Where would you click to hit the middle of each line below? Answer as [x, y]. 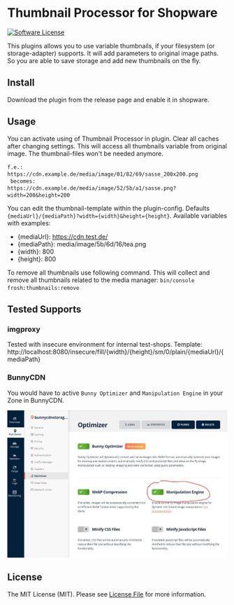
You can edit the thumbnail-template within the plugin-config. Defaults [109, 208]
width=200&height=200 [39, 195]
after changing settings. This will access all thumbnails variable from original [117, 146]
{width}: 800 [36, 251]
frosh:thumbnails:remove [43, 288]
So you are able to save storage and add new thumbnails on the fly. [104, 60]
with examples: [29, 223]
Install [21, 83]
